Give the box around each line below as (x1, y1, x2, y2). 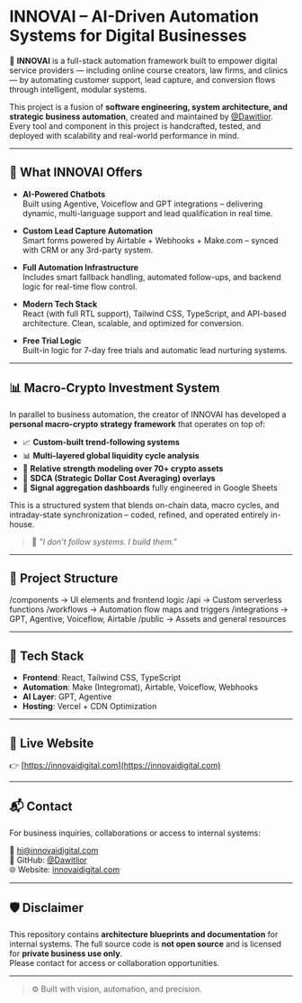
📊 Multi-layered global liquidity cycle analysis (22, 450, 200, 460)
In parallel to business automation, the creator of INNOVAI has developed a (9, 408, 287, 420)
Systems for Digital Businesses (9, 25, 247, 46)
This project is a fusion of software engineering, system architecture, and (9, 101, 288, 112)
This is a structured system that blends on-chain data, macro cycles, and (9, 499, 280, 510)
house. (9, 518, 35, 529)
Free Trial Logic (22, 335, 82, 346)
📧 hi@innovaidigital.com (9, 844, 99, 855)
